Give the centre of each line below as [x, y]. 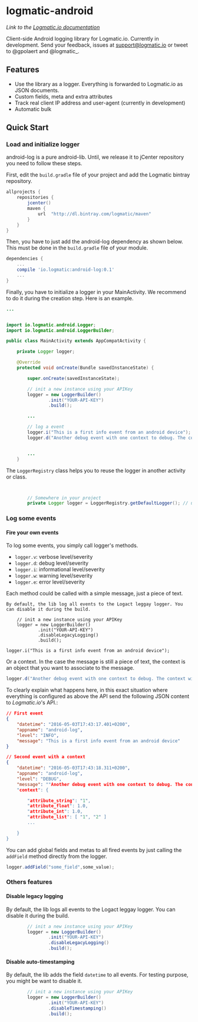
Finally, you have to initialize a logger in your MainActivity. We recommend [96, 292]
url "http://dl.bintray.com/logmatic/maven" [94, 214]
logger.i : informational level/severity [60, 569]
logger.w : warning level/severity [54, 576]
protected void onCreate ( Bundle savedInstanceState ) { [85, 368]
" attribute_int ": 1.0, [55, 812]
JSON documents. [37, 90]
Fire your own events [32, 532]
